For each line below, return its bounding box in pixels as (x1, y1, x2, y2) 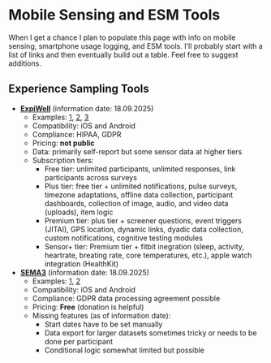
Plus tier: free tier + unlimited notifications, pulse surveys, (44, 181, 238, 191)
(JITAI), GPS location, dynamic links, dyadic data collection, (44, 224, 243, 234)
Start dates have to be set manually (44, 319, 163, 329)
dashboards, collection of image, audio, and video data (44, 198, 229, 208)
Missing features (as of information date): (32, 310, 171, 320)
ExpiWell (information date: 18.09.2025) (19, 103, 154, 113)
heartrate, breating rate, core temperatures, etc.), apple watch (44, 250, 252, 260)
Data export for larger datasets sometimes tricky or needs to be (44, 327, 257, 338)
